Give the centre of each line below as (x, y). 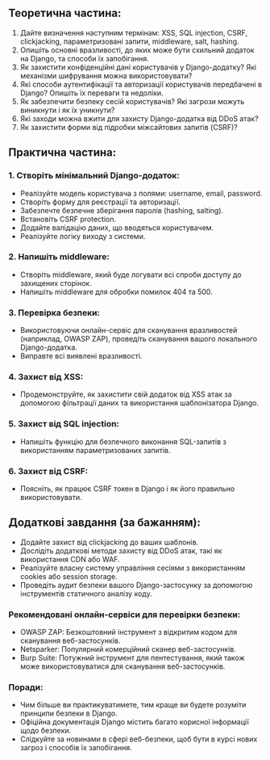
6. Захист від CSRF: (48, 471)
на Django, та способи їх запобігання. (84, 58)
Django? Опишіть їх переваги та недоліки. (91, 93)
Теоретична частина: (65, 13)
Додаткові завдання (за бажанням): (105, 523)
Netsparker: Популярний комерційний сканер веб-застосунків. (128, 649)
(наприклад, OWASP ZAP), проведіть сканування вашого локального (139, 339)
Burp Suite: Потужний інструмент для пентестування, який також (133, 658)
